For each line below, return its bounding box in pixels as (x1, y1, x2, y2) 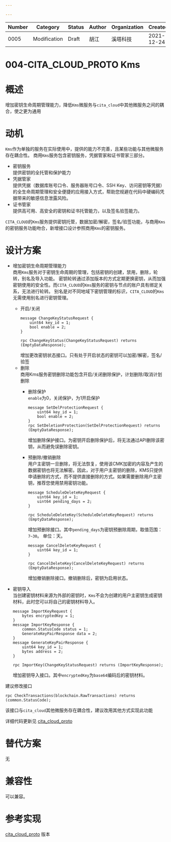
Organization (111, 24, 144, 31)
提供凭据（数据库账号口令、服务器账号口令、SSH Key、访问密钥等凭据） (12, 182, 165, 188)
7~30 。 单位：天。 (27, 532, 65, 539)
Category (36, 24, 60, 31)
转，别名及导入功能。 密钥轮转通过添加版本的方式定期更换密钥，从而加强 (12, 275, 166, 282)
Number (8, 24, 28, 31)
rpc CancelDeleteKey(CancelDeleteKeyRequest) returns (27, 560, 145, 566)
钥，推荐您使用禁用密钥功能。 (27, 480, 91, 486)
